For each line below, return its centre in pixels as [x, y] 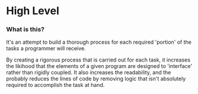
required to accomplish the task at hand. [55, 85]
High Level [33, 11]
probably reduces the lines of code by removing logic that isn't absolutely [96, 79]
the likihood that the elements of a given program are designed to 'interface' [99, 66]
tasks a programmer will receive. [46, 48]
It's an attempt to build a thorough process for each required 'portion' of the [99, 42]
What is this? [25, 30]
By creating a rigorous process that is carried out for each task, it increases [98, 60]
